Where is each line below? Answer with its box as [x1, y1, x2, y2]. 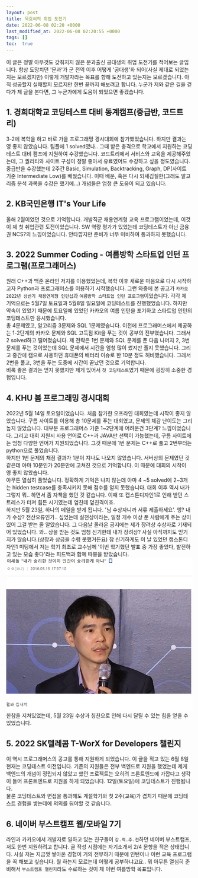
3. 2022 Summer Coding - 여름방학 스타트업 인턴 [6, 250, 181, 260]
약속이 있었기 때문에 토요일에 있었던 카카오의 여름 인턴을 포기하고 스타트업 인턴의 [6, 307, 193, 314]
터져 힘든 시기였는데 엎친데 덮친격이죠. [26, 499, 115, 506]
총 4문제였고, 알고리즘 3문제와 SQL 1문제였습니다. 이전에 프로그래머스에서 [6, 322, 177, 329]
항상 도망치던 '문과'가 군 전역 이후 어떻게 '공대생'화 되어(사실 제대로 [18, 66, 173, 73]
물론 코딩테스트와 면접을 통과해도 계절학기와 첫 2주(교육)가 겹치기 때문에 [6, 793, 173, 800]
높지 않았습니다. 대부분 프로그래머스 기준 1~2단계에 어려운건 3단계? [6, 425, 161, 432]
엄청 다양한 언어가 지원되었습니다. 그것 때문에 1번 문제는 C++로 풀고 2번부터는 [12, 440, 192, 447]
